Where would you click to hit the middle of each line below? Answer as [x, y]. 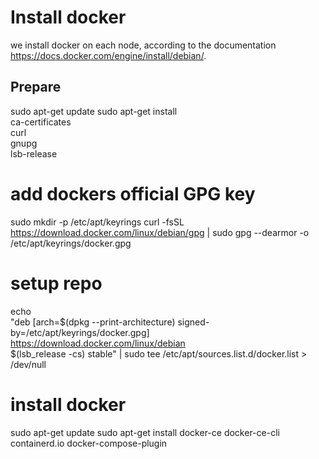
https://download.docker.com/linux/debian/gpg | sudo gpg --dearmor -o [160, 232]
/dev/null [28, 364]
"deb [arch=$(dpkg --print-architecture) [93, 322]
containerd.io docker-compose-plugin [89, 443]
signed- [193, 322]
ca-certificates [41, 122]
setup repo [56, 283]
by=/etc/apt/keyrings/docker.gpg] [80, 332]
